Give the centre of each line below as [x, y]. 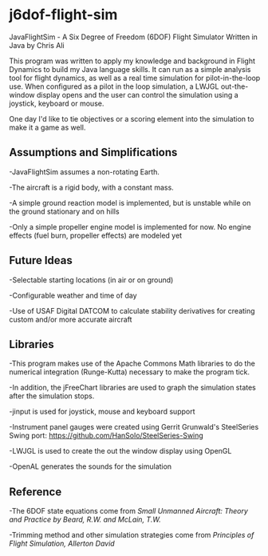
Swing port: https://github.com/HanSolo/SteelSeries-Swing [106, 436]
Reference [35, 492]
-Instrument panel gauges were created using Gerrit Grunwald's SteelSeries [134, 427]
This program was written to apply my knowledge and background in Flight [132, 61]
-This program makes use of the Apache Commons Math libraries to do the [132, 364]
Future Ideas [41, 260]
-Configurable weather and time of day [73, 295]
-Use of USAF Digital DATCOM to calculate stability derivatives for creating [132, 310]
